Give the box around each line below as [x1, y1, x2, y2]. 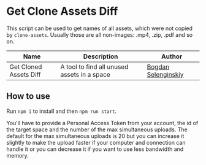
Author [161, 52, 183, 61]
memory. [6, 152, 29, 159]
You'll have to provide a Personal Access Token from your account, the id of [6, 119, 199, 126]
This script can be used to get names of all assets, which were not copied [6, 25, 193, 32]
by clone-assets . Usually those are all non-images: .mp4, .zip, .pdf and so [6, 31, 193, 38]
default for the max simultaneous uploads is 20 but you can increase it [6, 132, 185, 139]
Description [83, 52, 118, 61]
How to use [6, 91, 50, 102]
